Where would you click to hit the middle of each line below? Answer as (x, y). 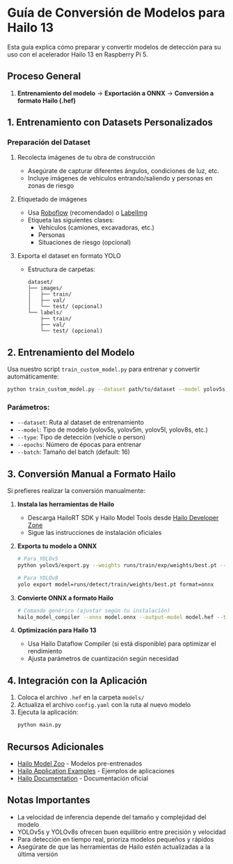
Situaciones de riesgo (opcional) (85, 243)
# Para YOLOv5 (38, 559)
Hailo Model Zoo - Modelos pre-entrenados (80, 763)
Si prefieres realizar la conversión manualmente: (77, 491)
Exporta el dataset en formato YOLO (69, 256)
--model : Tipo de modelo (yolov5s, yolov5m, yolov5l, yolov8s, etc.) (113, 430)
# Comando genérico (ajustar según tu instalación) (94, 611)
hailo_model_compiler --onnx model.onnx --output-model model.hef (115, 617)
